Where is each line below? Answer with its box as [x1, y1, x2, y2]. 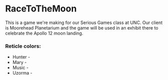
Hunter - [12, 54, 31, 60]
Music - [12, 64, 29, 70]
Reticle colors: [5, 42, 41, 49]
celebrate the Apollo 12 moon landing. [5, 30, 84, 36]
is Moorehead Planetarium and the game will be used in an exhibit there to [5, 24, 159, 30]
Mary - [12, 59, 27, 65]
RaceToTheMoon [5, 3, 77, 14]
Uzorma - [12, 70, 33, 76]
